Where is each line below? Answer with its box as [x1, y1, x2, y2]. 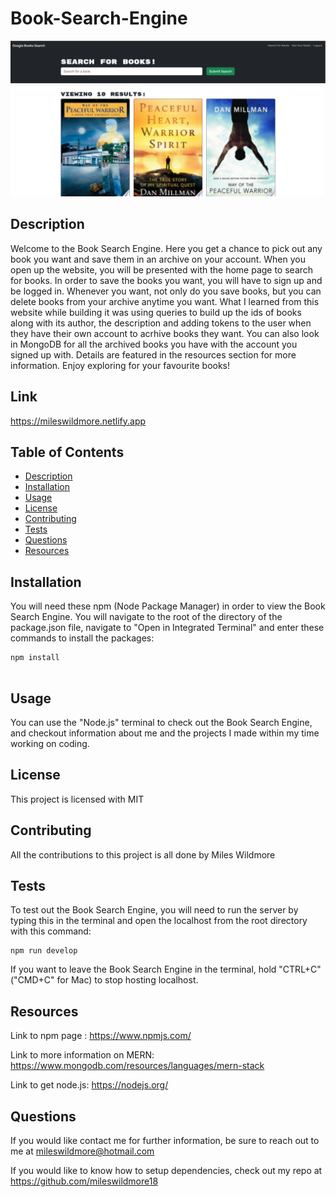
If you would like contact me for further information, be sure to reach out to [10, 1135, 320, 1147]
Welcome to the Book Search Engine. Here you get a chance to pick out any [10, 242, 323, 254]
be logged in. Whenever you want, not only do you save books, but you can [10, 285, 322, 297]
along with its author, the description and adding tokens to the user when [10, 317, 312, 329]
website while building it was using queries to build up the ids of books [10, 306, 302, 318]
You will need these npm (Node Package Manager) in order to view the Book [10, 600, 326, 612]
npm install [10, 653, 60, 663]
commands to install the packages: [10, 632, 155, 644]
